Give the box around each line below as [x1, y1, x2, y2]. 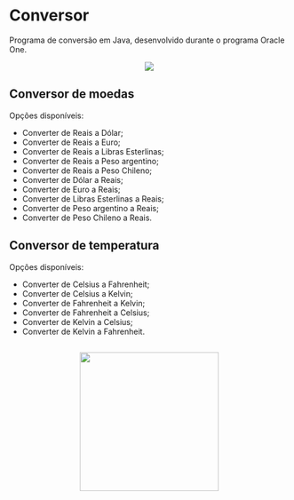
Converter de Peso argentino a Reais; [21, 202, 160, 213]
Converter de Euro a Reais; [21, 184, 122, 194]
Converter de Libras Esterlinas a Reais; [21, 193, 164, 204]
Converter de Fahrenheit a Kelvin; [21, 298, 146, 308]
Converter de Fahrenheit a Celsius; [21, 307, 150, 318]
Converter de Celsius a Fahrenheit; [21, 279, 150, 290]
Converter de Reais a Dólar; [21, 127, 123, 138]
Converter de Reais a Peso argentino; [21, 155, 160, 166]
